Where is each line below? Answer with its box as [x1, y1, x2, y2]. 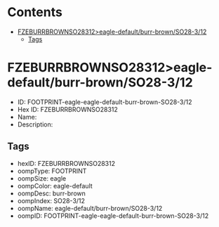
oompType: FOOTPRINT [17, 167, 87, 175]
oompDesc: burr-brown [17, 189, 86, 197]
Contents [7, 4, 63, 20]
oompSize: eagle [17, 174, 67, 183]
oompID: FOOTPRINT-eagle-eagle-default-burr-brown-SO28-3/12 [17, 212, 209, 220]
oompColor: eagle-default [17, 181, 93, 190]
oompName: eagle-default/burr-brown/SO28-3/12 [17, 204, 163, 212]
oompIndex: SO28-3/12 [17, 196, 86, 205]
